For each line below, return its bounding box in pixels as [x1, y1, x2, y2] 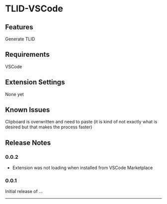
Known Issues [5, 105, 50, 114]
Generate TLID [5, 36, 35, 42]
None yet [5, 91, 24, 97]
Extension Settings [5, 78, 65, 87]
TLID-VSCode [5, 3, 63, 14]
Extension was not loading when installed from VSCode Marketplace [12, 165, 153, 171]
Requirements [5, 50, 50, 59]
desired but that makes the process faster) [5, 124, 92, 130]
